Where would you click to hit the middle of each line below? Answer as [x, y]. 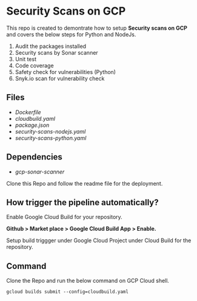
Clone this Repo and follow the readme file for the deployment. [85, 183]
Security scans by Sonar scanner [56, 52]
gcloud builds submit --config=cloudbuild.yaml [68, 292]
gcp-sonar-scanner [40, 172]
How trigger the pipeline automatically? [82, 202]
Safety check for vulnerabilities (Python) [65, 72]
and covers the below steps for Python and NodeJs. [71, 34]
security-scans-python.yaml [51, 138]
